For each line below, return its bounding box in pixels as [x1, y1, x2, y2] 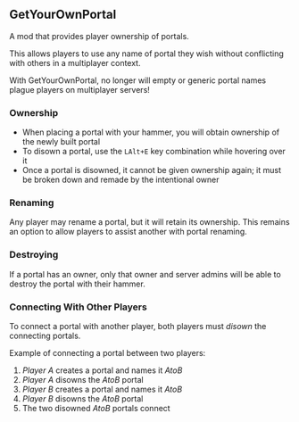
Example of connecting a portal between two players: [9, 348, 206, 358]
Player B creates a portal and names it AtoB [21, 384, 183, 394]
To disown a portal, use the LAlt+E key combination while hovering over [21, 146, 286, 157]
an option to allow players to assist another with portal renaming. [9, 227, 247, 237]
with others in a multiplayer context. [9, 57, 141, 68]
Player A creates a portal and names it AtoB [21, 365, 183, 376]
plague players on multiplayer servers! [9, 84, 150, 95]
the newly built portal [21, 137, 101, 147]
